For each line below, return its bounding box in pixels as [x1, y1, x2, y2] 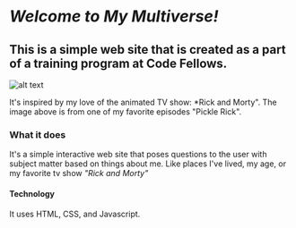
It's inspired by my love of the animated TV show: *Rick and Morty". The [9, 97, 277, 107]
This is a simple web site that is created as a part [9, 42, 286, 57]
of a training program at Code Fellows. [9, 55, 228, 71]
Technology [9, 188, 56, 198]
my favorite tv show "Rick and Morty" [9, 168, 149, 179]
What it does [9, 128, 66, 140]
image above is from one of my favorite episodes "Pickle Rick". [9, 106, 242, 117]
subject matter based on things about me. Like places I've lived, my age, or [9, 158, 287, 169]
